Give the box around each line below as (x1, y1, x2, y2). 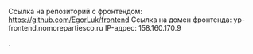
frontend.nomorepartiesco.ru (8, 23, 103, 32)
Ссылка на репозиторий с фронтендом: (8, 7, 143, 16)
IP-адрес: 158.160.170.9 (104, 23, 181, 32)
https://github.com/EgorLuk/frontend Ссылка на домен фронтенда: (8, 15, 232, 24)
